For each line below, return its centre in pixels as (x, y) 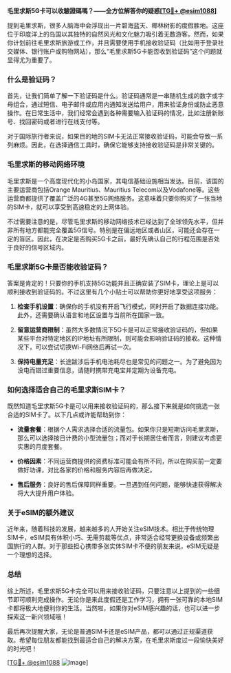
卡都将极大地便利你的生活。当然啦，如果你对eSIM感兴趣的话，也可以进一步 (114, 608)
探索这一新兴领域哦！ (37, 616)
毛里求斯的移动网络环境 (46, 165)
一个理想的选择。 (31, 555)
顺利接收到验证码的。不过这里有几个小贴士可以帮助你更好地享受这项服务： (112, 292)
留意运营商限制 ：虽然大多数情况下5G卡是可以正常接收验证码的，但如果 (118, 330)
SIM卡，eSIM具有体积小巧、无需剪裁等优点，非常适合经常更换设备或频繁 (110, 538)
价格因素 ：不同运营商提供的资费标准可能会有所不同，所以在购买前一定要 (119, 461)
